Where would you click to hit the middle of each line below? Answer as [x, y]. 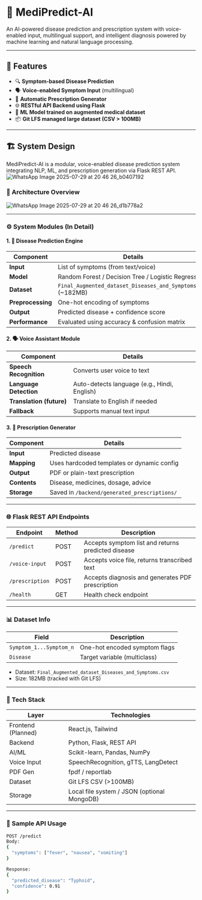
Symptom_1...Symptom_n [41, 647]
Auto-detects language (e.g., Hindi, [123, 384]
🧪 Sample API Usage [37, 824]
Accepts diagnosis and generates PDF [138, 577]
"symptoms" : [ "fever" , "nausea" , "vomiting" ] [70, 853]
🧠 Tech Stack [26, 700]
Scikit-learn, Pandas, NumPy [109, 753]
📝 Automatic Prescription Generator [61, 99]
